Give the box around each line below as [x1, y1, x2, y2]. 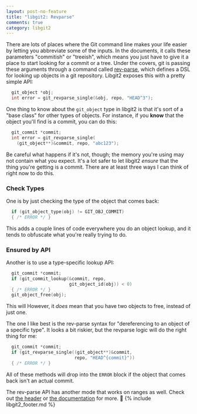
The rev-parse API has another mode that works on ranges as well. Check [6, 388, 185, 395]
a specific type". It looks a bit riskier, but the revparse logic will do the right [6, 326, 186, 334]
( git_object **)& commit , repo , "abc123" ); [16, 140, 119, 146]
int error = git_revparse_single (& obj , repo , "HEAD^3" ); [11, 95, 154, 101]
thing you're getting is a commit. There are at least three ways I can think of [6, 163, 189, 170]
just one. [6, 309, 28, 316]
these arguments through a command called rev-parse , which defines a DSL [6, 66, 191, 73]
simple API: [6, 78, 33, 85]
